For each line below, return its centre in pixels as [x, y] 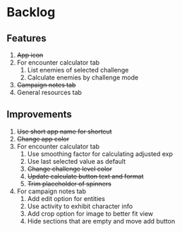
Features [26, 38]
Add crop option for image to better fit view [90, 213]
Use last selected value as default [77, 161]
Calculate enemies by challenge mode [83, 77]
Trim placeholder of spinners [69, 183]
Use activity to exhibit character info [80, 206]
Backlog [31, 12]
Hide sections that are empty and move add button [101, 221]
